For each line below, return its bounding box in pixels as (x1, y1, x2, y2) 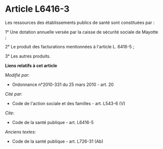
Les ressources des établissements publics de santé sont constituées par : (5, 20, 155, 25)
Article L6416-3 (5, 3, 70, 15)
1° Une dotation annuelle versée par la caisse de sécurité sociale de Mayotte (5, 29, 159, 35)
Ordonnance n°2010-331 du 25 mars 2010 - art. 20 (12, 82, 114, 87)
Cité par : (5, 91, 23, 97)
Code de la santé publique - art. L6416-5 (12, 119, 94, 125)
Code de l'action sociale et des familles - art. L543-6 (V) (12, 100, 126, 106)
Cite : (5, 110, 15, 116)
